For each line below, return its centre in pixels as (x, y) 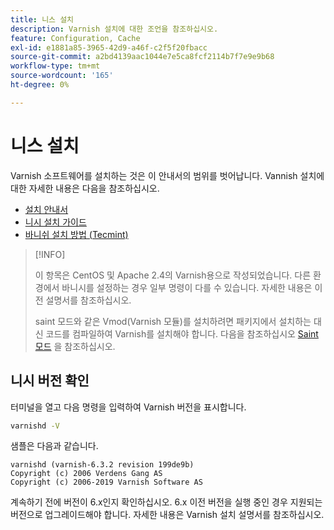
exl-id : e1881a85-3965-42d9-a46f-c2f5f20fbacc (109, 47)
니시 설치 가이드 (55, 222)
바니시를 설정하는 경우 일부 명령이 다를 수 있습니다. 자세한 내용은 (187, 287)
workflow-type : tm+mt (55, 66)
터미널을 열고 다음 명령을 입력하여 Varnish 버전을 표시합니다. (128, 407)
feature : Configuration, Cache (75, 38)
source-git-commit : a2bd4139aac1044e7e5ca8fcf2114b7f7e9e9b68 (142, 57)
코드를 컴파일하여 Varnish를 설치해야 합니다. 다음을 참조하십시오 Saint (182, 333)
